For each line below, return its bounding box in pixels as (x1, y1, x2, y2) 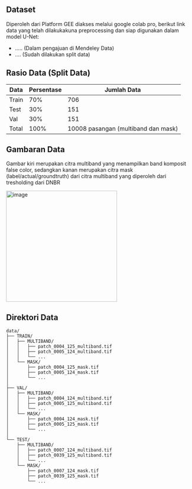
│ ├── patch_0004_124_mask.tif (6, 416, 99, 422)
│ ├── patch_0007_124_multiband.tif (17, 447, 112, 453)
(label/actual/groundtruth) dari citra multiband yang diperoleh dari (6, 173, 167, 180)
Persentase (28, 85, 62, 94)
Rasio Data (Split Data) (6, 68, 90, 78)
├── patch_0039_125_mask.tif (27, 473, 99, 479)
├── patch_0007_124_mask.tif (27, 468, 99, 474)
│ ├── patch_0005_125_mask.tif (6, 422, 99, 427)
